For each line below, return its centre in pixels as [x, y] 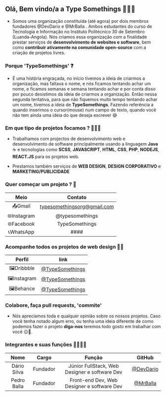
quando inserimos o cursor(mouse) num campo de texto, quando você [84, 110]
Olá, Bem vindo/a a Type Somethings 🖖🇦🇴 [70, 9]
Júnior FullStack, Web [94, 366]
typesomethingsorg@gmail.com [77, 207]
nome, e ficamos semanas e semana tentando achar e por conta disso [84, 89]
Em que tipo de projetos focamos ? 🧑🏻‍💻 [53, 128]
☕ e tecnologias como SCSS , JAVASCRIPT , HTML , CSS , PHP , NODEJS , [86, 149]
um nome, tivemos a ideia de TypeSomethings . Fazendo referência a [83, 105]
